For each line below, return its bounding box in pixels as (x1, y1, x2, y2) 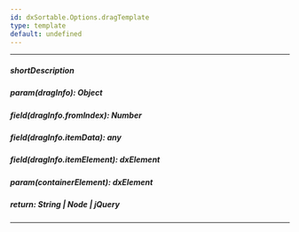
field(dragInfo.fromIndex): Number (10, 110, 143, 120)
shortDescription (10, 65, 75, 75)
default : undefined (10, 29, 83, 38)
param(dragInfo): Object (10, 88, 103, 98)
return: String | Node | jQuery (10, 199, 121, 210)
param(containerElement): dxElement (10, 176, 153, 187)
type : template (10, 21, 67, 30)
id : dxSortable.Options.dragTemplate (10, 12, 150, 22)
